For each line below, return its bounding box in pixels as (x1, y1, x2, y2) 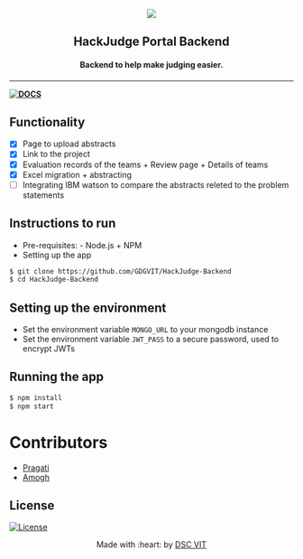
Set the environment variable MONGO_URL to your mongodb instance (22, 324, 269, 335)
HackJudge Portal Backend (73, 34, 230, 50)
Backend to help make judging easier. (79, 59, 224, 70)
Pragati (22, 461, 50, 473)
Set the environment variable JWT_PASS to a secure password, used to (22, 334, 280, 345)
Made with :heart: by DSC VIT (96, 539, 207, 550)
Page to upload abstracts (22, 138, 116, 149)
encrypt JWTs (22, 343, 75, 354)
